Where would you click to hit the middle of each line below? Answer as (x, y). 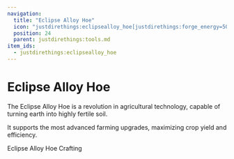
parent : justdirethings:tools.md (62, 40)
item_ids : (22, 46)
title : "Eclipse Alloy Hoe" (54, 20)
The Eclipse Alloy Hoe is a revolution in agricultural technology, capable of (114, 106)
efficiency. (22, 135)
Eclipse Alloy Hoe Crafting (45, 148)
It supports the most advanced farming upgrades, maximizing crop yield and (117, 127)
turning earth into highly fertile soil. (57, 114)
